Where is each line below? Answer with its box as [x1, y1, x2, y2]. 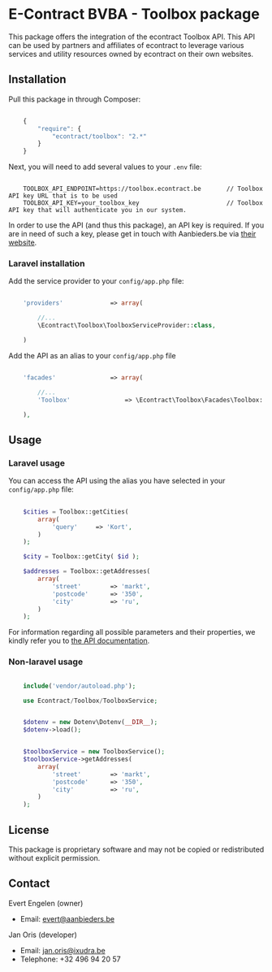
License [8, 822, 50, 837]
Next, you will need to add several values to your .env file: [8, 162, 202, 171]
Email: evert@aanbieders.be [19, 913, 115, 923]
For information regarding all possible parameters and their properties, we [8, 627, 256, 637]
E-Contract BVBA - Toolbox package [8, 5, 260, 24]
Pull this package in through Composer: [8, 94, 140, 104]
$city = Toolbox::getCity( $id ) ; [23, 553, 140, 561]
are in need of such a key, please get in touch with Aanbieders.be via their [8, 229, 257, 239]
